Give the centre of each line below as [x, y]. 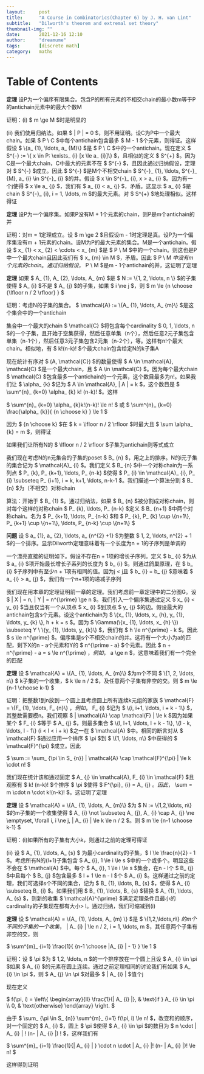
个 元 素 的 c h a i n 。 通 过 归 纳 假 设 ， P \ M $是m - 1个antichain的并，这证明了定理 [102, 265]
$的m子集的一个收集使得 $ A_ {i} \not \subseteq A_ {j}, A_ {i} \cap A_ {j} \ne [100, 812]
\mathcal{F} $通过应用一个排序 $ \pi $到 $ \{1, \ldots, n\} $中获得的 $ [92, 738]
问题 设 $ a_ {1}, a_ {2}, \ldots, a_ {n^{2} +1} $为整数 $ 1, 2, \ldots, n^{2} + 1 [99, 535]
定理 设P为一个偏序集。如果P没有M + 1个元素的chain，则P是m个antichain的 [101, 214]
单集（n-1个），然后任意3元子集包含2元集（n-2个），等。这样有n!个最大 [95, 341]
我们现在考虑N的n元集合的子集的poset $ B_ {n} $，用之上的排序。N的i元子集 [102, 458]
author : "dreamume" [36, 40]
